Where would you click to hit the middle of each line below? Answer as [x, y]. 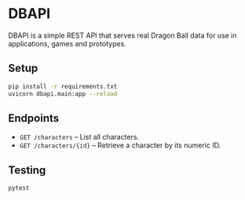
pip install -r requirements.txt [63, 86]
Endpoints [34, 118]
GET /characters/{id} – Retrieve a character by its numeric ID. [120, 145]
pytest [19, 188]
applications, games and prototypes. [68, 43]
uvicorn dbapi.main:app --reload [63, 94]
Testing [27, 170]
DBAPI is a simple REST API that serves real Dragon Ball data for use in [122, 35]
